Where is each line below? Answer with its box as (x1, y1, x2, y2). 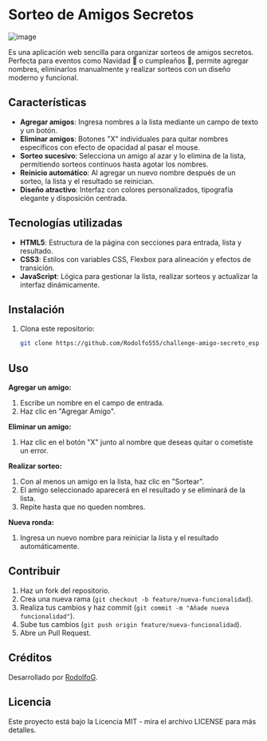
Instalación (8, 303, 65, 316)
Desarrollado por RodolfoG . (8, 672, 98, 682)
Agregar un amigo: (8, 382, 72, 392)
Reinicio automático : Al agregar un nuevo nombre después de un (19, 167, 236, 177)
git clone (19, 339, 53, 347)
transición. (19, 263, 55, 272)
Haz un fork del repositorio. (19, 586, 110, 595)
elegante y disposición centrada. (19, 193, 128, 202)
